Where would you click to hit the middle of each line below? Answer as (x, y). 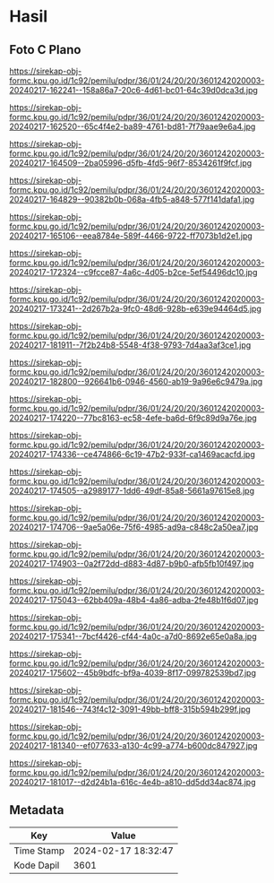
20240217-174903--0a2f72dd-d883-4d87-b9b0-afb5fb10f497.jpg (132, 563)
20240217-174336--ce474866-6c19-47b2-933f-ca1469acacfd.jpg (132, 454)
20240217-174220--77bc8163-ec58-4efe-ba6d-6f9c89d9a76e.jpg (133, 418)
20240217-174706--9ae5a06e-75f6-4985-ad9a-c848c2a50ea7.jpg (134, 527)
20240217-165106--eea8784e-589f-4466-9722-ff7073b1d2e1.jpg (131, 236)
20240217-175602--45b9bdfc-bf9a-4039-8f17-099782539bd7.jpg (133, 673)
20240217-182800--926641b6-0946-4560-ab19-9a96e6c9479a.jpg (136, 381)
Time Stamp (39, 851)
